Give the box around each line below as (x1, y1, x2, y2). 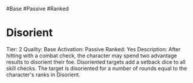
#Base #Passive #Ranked (6, 5, 69, 12)
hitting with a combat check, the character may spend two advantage (6, 52, 177, 59)
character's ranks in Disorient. (6, 71, 81, 78)
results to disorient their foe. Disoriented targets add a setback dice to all (6, 58, 186, 65)
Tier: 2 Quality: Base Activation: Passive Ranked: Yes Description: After (6, 45, 181, 53)
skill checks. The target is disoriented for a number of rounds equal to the (6, 64, 188, 72)
